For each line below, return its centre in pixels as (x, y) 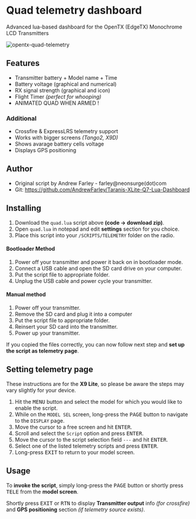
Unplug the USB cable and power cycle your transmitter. (83, 281)
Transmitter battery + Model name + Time (66, 77)
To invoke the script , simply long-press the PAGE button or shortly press (95, 485)
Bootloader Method (31, 249)
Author (19, 169)
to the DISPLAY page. (39, 420)
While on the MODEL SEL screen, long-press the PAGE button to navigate (101, 414)
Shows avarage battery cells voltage (59, 144)
